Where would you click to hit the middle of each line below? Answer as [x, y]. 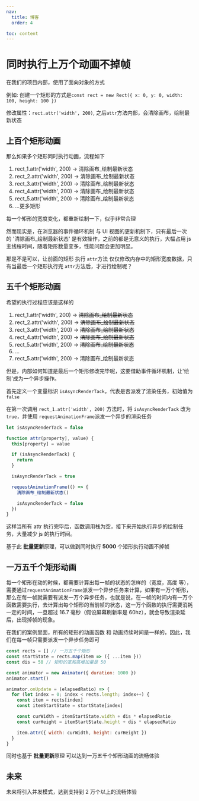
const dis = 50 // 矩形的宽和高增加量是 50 [56, 662]
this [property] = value [41, 444]
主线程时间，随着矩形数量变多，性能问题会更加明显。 [71, 246]
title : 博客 [25, 17]
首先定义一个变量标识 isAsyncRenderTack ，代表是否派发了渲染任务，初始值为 [99, 391]
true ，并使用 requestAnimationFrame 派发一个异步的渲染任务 [79, 416]
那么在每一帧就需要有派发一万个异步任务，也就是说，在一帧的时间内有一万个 [99, 598]
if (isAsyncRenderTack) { [44, 455]
